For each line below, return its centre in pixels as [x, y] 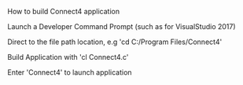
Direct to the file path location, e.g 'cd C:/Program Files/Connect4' [115, 42]
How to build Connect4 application [63, 11]
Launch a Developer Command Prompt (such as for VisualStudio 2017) [122, 26]
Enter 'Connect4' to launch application [70, 72]
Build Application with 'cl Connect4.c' [68, 57]
